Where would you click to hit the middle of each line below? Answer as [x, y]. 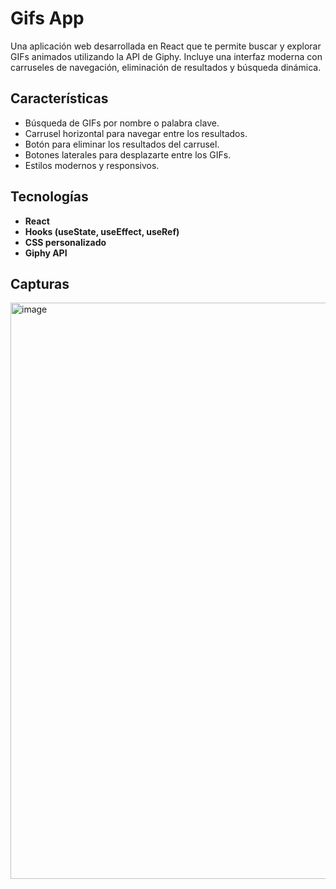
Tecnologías [49, 197]
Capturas [40, 283]
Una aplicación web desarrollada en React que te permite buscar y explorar [166, 46]
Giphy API [46, 253]
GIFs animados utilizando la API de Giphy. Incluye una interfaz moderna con [166, 56]
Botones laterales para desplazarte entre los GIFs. [128, 154]
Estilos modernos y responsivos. [92, 165]
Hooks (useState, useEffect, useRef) [102, 231]
